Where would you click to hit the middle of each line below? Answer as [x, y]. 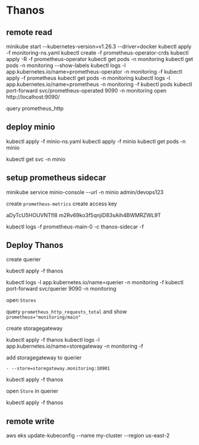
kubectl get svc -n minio [36, 159]
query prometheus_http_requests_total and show [67, 311]
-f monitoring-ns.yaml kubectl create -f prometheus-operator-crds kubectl [97, 53]
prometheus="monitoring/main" [44, 317]
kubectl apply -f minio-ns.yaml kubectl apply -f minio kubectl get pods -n [96, 141]
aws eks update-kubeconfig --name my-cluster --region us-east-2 [88, 436]
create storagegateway [34, 328]
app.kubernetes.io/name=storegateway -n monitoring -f [75, 346]
